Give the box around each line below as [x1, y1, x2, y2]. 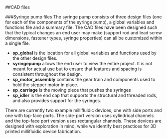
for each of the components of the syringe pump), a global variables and [5, 19, 155, 25]
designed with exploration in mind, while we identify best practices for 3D [5, 123, 157, 129]
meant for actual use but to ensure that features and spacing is [12, 66, 142, 72]
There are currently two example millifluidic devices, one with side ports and [5, 107, 162, 113]
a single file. [5, 40, 30, 46]
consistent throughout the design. [12, 71, 82, 77]
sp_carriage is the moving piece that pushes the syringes [12, 87, 131, 93]
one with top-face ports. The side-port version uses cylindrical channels [5, 113, 154, 119]
